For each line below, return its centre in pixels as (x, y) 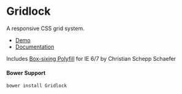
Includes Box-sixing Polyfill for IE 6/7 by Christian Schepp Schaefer (91, 58)
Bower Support (26, 72)
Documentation (35, 47)
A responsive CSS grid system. (45, 28)
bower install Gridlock (37, 86)
